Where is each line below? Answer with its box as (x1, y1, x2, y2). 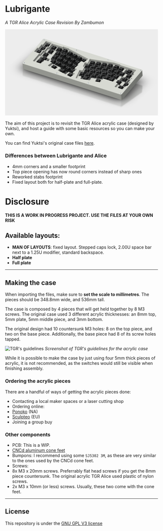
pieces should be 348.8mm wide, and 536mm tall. (5, 297, 105, 303)
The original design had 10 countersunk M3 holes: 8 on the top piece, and (5, 326, 153, 332)
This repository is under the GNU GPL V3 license (5, 520, 103, 526)
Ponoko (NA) (12, 408, 38, 415)
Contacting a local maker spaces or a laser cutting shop (12, 398, 124, 404)
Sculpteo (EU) (12, 414, 40, 419)
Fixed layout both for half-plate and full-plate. (12, 179, 103, 185)
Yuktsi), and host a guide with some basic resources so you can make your (5, 126, 155, 132)
